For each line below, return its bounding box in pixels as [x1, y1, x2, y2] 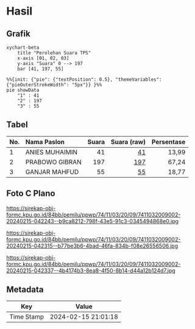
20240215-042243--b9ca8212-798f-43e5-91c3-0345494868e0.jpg [6, 217, 179, 224]
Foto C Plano [6, 189, 55, 199]
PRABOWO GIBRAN [25, 158, 82, 166]
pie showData [6, 87, 40, 93]
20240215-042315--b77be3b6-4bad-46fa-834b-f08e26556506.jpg [6, 242, 179, 249]
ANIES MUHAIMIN [25, 148, 78, 156]
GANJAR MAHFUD [25, 167, 79, 176]
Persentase [151, 137, 186, 146]
